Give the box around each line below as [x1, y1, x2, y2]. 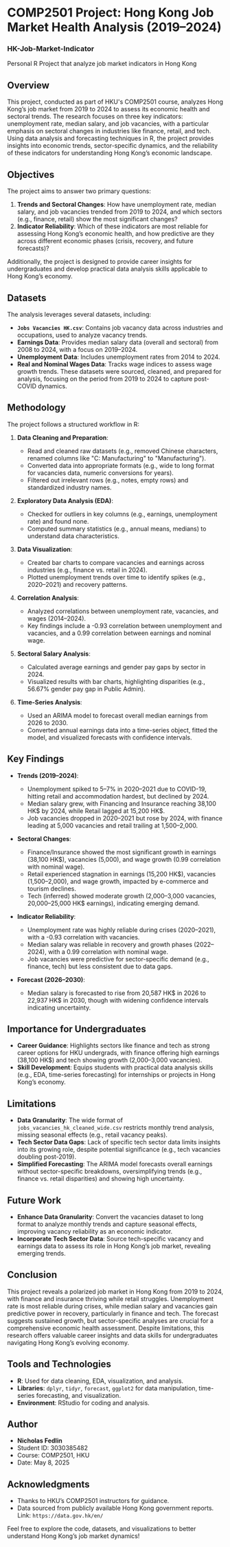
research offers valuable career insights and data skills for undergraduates [7, 1331, 218, 1339]
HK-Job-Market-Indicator [7, 44, 95, 54]
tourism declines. [27, 884, 77, 893]
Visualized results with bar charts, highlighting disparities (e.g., [27, 677, 206, 685]
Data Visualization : [16, 545, 73, 553]
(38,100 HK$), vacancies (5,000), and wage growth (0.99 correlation [27, 855, 221, 863]
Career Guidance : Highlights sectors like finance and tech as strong [16, 1041, 210, 1049]
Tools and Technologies [7, 1359, 112, 1370]
